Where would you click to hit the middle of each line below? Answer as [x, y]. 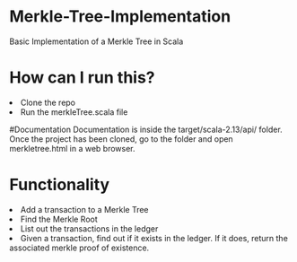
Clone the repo [48, 102]
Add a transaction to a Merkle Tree [85, 209]
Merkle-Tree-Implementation [120, 17]
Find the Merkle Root [60, 219]
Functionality [60, 185]
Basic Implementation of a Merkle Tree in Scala [96, 41]
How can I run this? [82, 78]
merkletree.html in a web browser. [73, 148]
